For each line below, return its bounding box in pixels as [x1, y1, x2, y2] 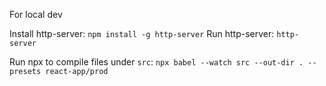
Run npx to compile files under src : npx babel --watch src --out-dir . [9, 56, 304, 68]
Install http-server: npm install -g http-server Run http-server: [9, 28, 275, 39]
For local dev [9, 9, 63, 20]
